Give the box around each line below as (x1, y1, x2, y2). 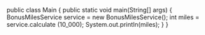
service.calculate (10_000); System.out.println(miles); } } (6, 21, 169, 28)
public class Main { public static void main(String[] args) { (6, 6, 173, 14)
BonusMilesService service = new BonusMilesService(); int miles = (6, 13, 200, 21)
